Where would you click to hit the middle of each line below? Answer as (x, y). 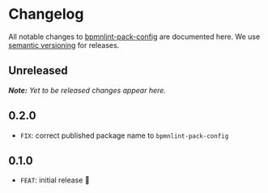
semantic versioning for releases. (64, 45)
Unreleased (38, 71)
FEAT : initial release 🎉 (55, 180)
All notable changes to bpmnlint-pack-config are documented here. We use (134, 36)
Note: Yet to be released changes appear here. (87, 90)
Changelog (46, 14)
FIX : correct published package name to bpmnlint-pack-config (124, 135)
